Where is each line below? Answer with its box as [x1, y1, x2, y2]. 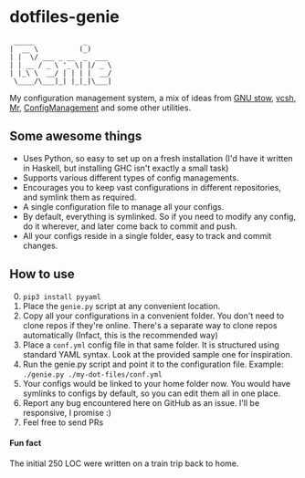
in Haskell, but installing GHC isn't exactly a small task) [22, 162, 229, 173]
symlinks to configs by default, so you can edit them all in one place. [22, 388, 281, 399]
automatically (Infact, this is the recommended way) [22, 329, 219, 340]
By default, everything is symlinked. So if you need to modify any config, [22, 211, 297, 222]
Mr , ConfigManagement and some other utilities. [9, 102, 192, 113]
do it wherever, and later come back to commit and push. [22, 221, 238, 232]
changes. [22, 240, 58, 251]
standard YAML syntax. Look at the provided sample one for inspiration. [22, 348, 293, 359]
